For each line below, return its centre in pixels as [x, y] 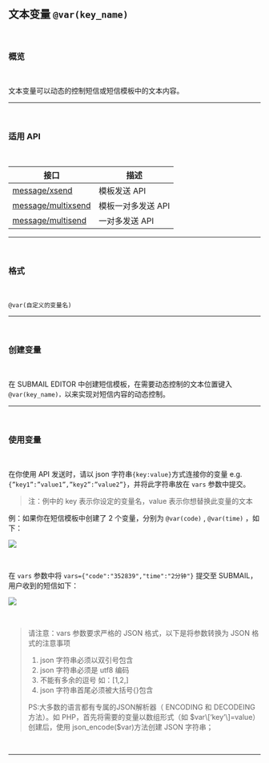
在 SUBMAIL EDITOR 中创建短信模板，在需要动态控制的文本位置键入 [120, 384]
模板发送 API [122, 191]
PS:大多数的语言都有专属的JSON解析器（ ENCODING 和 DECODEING [142, 707]
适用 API [24, 137]
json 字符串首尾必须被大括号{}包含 [96, 690]
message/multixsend [52, 206]
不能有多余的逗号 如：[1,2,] [84, 680]
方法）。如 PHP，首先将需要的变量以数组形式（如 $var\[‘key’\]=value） [144, 717]
